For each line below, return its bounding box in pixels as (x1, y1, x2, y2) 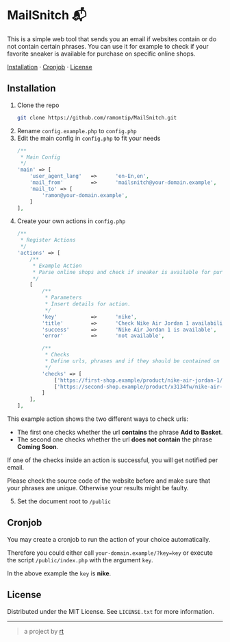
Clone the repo (16, 101, 60, 109)
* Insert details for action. (44, 301, 131, 308)
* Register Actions (20, 237, 76, 244)
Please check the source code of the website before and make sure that (7, 477, 211, 485)
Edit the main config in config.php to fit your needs (16, 134, 161, 142)
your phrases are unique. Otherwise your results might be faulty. (7, 484, 189, 492)
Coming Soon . (16, 443, 59, 450)
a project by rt (23, 627, 64, 635)
